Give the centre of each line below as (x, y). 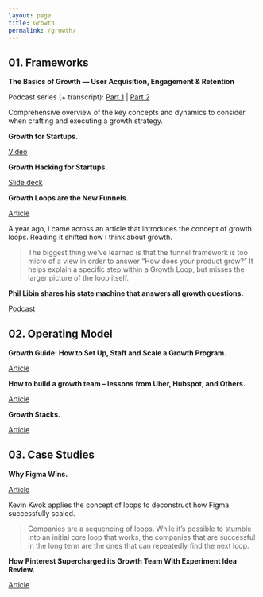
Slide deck (25, 183)
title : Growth (32, 23)
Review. (21, 569)
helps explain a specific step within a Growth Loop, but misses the (136, 269)
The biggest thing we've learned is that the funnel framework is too (138, 253)
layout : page (30, 16)
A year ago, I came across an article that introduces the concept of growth (130, 229)
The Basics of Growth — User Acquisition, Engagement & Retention (121, 82)
